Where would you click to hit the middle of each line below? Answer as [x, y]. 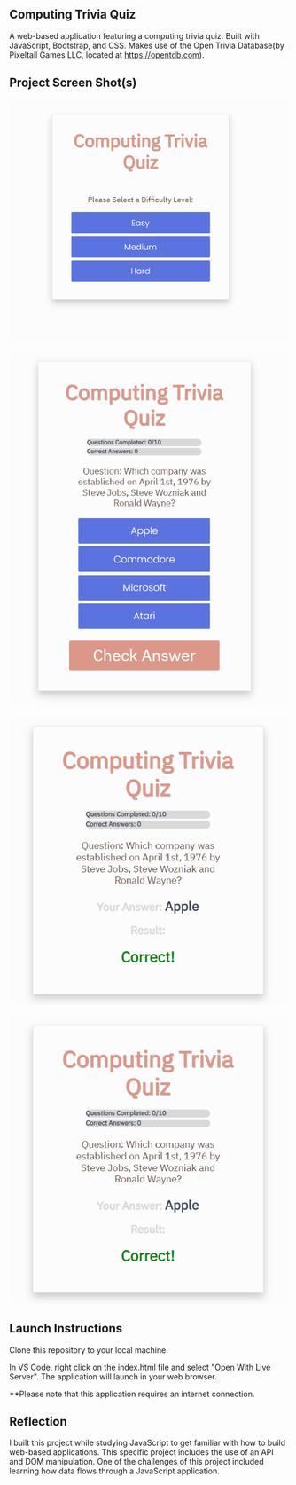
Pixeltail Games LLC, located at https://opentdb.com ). [107, 55]
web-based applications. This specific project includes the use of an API [141, 1452]
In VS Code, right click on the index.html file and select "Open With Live [140, 1367]
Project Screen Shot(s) [73, 83]
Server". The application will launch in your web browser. [113, 1376]
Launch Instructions [66, 1328]
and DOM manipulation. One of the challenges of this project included [136, 1462]
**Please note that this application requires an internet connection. [132, 1394]
